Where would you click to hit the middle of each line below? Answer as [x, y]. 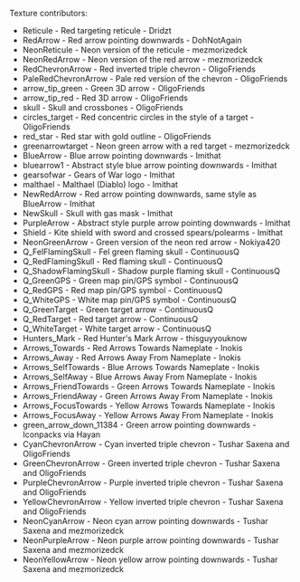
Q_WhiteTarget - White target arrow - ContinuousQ [117, 329]
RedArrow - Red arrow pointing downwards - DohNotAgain [132, 40]
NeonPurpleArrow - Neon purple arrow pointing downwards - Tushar [150, 540]
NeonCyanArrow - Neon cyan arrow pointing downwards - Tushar [145, 521]
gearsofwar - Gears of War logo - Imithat [98, 175]
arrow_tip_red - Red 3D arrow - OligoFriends [105, 98]
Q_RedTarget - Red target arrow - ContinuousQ [110, 319]
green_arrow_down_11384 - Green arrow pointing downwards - [139, 425]
